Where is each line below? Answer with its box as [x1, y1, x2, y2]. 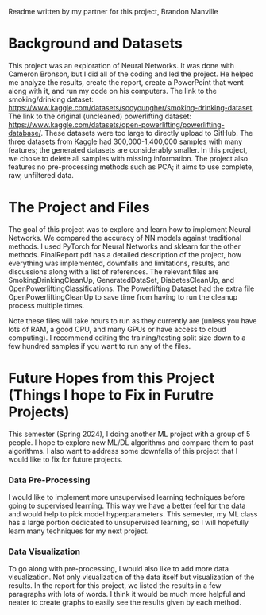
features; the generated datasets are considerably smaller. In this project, [8, 145, 248, 154]
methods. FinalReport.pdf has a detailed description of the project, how [8, 249, 242, 259]
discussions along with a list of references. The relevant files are [8, 266, 219, 277]
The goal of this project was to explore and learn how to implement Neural [8, 224, 252, 234]
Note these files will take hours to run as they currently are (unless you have [8, 315, 257, 325]
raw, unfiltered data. [8, 170, 74, 180]
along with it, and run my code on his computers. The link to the [8, 86, 217, 95]
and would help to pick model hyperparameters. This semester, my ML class [8, 509, 258, 519]
